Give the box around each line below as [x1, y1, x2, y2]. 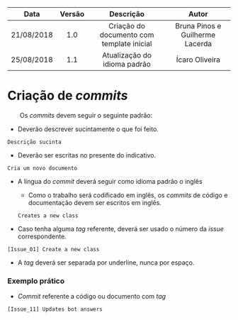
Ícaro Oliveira [176, 55, 221, 65]
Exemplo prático [7, 276, 65, 286]
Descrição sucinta [7, 138, 62, 145]
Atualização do [101, 50, 152, 60]
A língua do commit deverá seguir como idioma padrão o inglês [17, 177, 203, 185]
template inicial [101, 39, 152, 48]
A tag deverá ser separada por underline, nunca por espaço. [17, 258, 195, 267]
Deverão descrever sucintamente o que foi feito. [17, 124, 159, 133]
